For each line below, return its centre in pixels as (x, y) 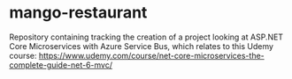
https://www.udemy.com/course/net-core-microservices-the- (152, 55)
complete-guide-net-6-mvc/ (61, 65)
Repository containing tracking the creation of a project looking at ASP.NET (146, 37)
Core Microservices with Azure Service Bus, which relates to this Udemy (142, 46)
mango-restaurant (78, 13)
